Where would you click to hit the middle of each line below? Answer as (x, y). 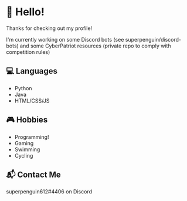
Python (23, 88)
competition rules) (28, 52)
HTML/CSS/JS (32, 100)
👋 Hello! (25, 12)
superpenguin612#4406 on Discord (49, 192)
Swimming (27, 149)
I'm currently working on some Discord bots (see (65, 39)
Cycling (24, 155)
